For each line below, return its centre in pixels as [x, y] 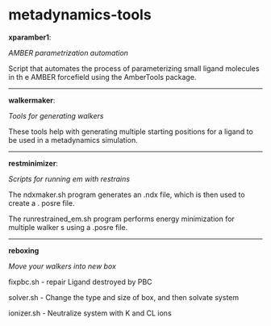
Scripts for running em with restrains [69, 178]
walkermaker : [32, 100]
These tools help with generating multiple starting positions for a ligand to [131, 132]
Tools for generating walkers [56, 115]
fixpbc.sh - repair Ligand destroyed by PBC [80, 282]
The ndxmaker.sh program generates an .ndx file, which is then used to [127, 194]
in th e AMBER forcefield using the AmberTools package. [102, 77]
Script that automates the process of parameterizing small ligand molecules [134, 68]
